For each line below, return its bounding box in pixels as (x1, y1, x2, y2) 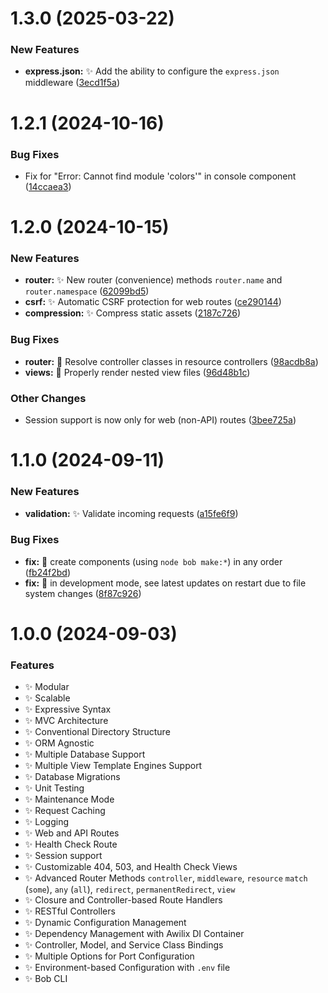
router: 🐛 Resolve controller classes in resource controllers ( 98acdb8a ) (24, 355, 319, 367)
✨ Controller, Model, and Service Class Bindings (24, 939, 224, 951)
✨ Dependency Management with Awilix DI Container (24, 928, 245, 940)
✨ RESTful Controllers (24, 905, 116, 917)
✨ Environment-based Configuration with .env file (24, 962, 231, 974)
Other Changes (10, 391, 87, 405)
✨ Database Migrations (24, 771, 121, 783)
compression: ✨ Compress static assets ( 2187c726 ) (24, 307, 241, 319)
